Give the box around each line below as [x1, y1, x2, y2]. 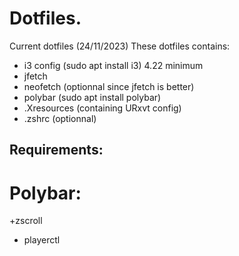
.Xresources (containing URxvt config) [23, 102, 182, 114]
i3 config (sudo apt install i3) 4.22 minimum [23, 59, 204, 71]
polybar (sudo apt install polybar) [23, 91, 162, 103]
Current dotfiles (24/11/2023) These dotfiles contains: [9, 40, 231, 52]
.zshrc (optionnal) [23, 112, 97, 124]
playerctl [23, 234, 61, 246]
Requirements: [9, 142, 104, 159]
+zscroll [9, 215, 43, 227]
